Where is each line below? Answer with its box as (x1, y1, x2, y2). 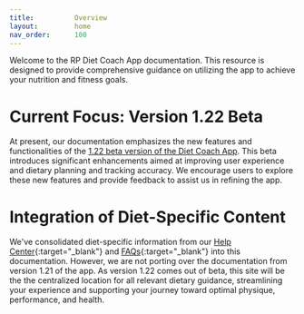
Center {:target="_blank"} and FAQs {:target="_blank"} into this (9, 246, 241, 257)
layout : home (9, 22, 92, 31)
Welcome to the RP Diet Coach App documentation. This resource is (9, 55, 265, 66)
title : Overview (9, 13, 107, 23)
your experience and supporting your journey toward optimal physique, (9, 285, 276, 296)
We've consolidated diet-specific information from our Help (9, 237, 231, 248)
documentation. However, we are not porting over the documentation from (9, 256, 288, 267)
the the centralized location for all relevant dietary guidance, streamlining (9, 275, 283, 286)
